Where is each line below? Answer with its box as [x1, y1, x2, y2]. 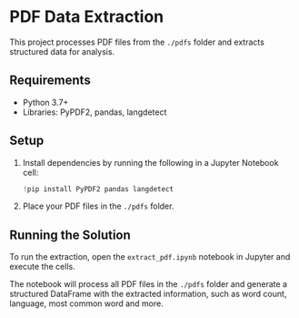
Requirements [9, 73, 91, 88]
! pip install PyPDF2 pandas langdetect [22, 184, 174, 193]
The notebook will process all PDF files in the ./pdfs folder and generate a [9, 279, 288, 290]
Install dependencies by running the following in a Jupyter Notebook [22, 157, 279, 168]
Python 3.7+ [22, 97, 69, 108]
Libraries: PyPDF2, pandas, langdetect [22, 107, 167, 118]
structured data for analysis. [9, 46, 115, 56]
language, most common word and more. [9, 298, 164, 309]
